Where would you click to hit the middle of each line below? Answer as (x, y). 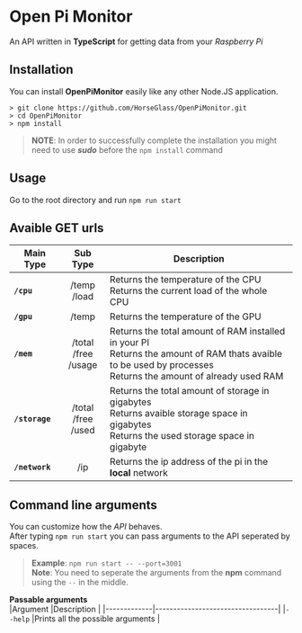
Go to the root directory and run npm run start (95, 200)
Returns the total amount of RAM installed (197, 332)
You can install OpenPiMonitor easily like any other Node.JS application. (144, 91)
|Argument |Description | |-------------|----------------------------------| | (147, 610)
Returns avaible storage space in (178, 414)
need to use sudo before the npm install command (127, 149)
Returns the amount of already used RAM (196, 377)
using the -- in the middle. (80, 583)
